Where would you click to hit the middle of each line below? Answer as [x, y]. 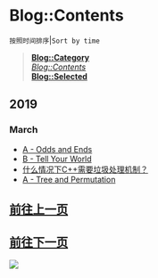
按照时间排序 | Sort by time [54, 40]
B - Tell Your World [57, 159]
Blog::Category [60, 57]
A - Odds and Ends [57, 149]
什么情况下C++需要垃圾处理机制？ [85, 169]
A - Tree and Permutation [69, 179]
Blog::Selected [59, 76]
